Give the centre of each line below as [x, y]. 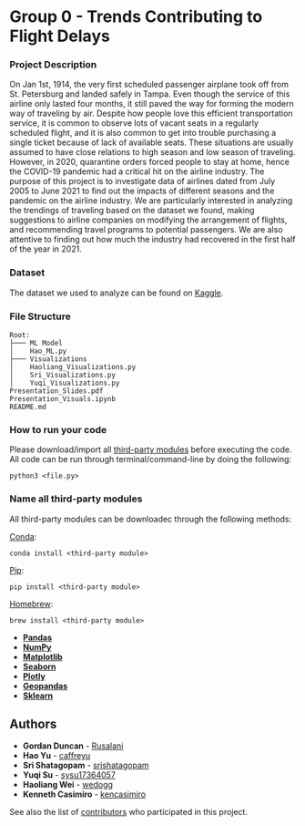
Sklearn [38, 696]
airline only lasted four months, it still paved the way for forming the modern [152, 104]
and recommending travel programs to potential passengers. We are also [147, 230]
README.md [28, 408]
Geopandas [45, 686]
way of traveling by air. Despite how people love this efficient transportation [151, 114]
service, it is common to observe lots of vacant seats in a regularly [134, 123]
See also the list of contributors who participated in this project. [129, 812]
